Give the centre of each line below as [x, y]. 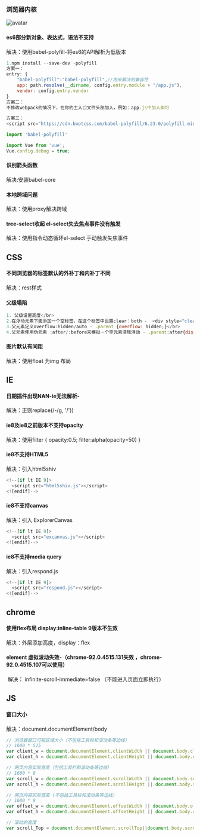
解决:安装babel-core [31, 179]
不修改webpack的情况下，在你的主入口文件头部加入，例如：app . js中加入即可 [88, 108]
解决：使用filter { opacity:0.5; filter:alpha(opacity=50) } [74, 439]
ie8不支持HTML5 [27, 454]
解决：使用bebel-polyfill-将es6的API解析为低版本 [66, 51]
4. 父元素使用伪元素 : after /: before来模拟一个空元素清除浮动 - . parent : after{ [96, 332]
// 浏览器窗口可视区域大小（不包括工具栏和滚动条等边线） [68, 740]
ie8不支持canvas [27, 506]
